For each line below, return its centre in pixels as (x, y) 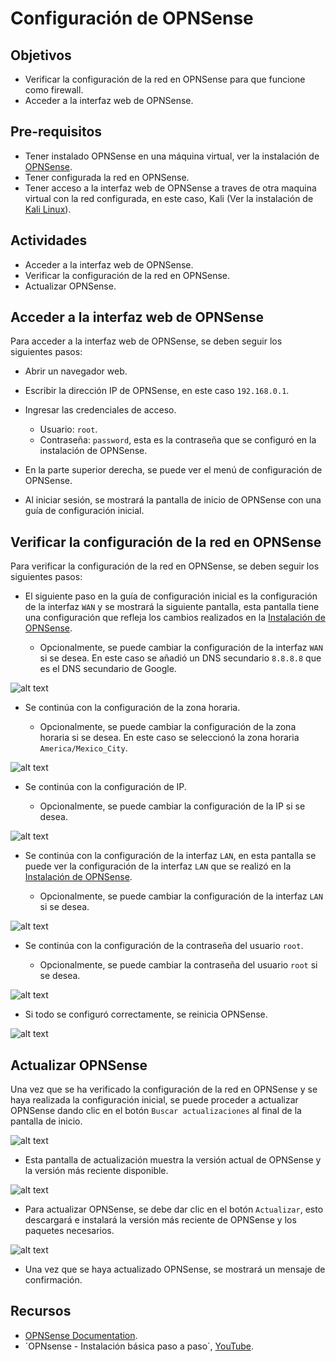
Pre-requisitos (56, 132)
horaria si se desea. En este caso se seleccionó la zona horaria (169, 738)
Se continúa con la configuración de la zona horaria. (132, 708)
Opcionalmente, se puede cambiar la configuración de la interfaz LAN (181, 896)
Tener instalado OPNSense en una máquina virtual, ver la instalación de (172, 156)
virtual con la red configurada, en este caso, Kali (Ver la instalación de (169, 198)
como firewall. (54, 90)
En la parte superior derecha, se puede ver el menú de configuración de (173, 470)
